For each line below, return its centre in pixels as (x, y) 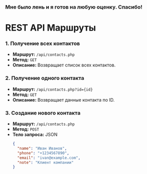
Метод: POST (26, 129)
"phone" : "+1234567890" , (43, 153)
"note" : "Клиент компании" (46, 162)
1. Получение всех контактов (43, 44)
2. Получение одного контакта (45, 78)
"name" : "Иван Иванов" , (42, 148)
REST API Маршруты (51, 28)
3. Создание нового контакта (43, 113)
